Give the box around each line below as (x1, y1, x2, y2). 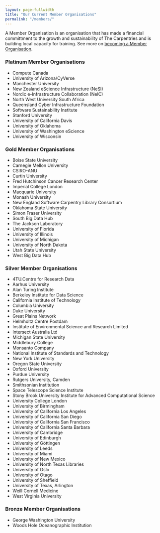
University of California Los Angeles (12, 408, 86, 414)
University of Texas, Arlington (12, 483, 74, 489)
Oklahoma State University (12, 205, 67, 211)
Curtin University (12, 173, 47, 179)
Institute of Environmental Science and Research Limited (12, 324, 128, 330)
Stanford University (12, 112, 52, 118)
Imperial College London (12, 183, 63, 189)
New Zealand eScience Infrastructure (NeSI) (12, 86, 103, 92)
